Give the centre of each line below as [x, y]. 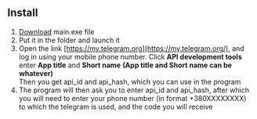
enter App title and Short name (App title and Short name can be [125, 65]
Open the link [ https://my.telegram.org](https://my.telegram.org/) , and [131, 48]
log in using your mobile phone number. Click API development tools [130, 56]
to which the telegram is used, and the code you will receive [116, 106]
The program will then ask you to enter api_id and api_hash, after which [134, 90]
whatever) [36, 73]
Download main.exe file [56, 31]
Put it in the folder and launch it [69, 40]
